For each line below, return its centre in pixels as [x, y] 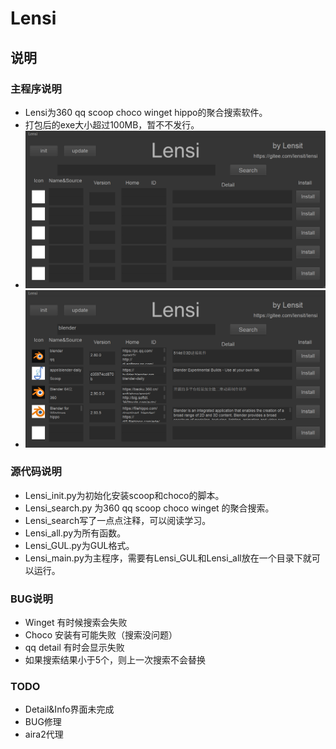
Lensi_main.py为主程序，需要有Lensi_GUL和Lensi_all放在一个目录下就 [168, 558]
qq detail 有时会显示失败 [74, 648]
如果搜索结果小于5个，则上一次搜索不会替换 [115, 660]
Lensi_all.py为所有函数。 [75, 533]
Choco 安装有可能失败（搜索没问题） [101, 635]
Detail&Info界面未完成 [69, 709]
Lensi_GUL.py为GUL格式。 [79, 545]
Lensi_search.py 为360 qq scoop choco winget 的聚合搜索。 [149, 508]
